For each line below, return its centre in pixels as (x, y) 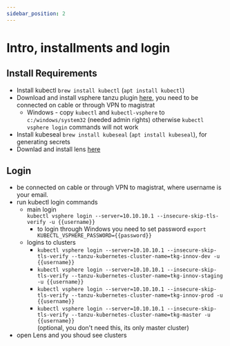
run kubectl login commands (57, 202)
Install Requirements (52, 73)
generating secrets (43, 141)
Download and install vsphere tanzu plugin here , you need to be (107, 97)
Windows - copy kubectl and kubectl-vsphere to (96, 112)
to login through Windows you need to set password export (122, 229)
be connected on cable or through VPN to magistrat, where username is (119, 187)
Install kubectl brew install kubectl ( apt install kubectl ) (100, 90)
